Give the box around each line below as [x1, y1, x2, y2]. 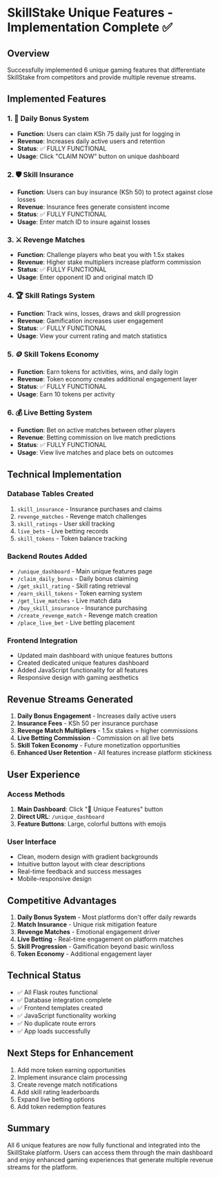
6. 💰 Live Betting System [7, 408, 92, 417]
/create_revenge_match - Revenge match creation [17, 611, 158, 620]
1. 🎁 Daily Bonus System [7, 114, 90, 124]
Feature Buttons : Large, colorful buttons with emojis [17, 819, 167, 828]
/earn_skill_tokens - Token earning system [17, 589, 143, 598]
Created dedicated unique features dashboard [17, 658, 150, 667]
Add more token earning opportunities [17, 1065, 126, 1074]
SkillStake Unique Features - [7, 5, 174, 21]
